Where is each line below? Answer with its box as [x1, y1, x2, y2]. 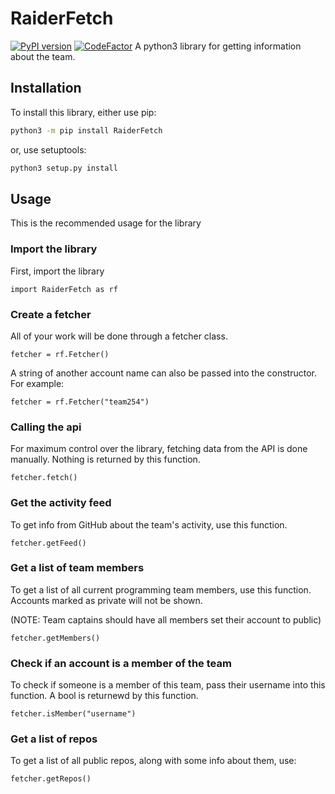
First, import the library [10, 265, 105, 277]
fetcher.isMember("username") [10, 709, 137, 719]
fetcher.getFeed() [10, 538, 87, 548]
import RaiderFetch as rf [10, 284, 118, 294]
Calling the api [10, 420, 82, 434]
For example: [10, 377, 65, 389]
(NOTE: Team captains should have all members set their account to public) [10, 613, 322, 626]
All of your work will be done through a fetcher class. [10, 330, 228, 342]
